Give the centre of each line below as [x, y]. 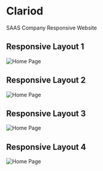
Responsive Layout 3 [46, 113]
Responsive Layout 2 [46, 80]
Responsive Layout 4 [46, 147]
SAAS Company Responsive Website [52, 28]
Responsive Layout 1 [45, 47]
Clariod [25, 11]
